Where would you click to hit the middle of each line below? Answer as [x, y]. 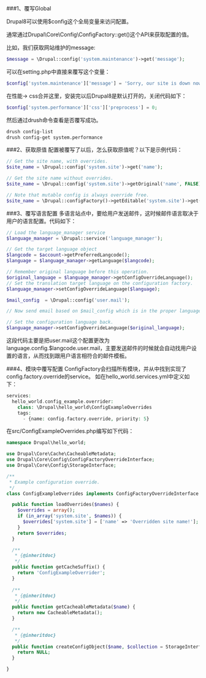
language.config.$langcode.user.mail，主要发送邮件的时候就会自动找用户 [99, 348]
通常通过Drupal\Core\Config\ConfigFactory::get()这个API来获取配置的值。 [99, 34]
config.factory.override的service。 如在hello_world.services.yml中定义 [96, 376]
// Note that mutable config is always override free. [78, 195]
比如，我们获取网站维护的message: [51, 48]
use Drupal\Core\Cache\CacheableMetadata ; [61, 454]
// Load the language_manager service [56, 232]
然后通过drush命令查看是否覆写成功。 [54, 120]
